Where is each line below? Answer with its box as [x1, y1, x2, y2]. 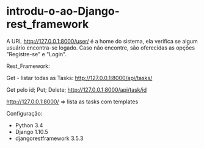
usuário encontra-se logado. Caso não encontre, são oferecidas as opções [6, 44, 195, 51]
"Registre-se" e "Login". [6, 50, 67, 57]
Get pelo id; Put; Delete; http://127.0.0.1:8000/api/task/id [6, 86, 147, 93]
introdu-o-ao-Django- [6, 4, 120, 18]
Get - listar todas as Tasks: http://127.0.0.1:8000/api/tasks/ [6, 74, 153, 81]
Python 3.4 [15, 121, 43, 129]
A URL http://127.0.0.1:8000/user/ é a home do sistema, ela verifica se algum [6, 37, 199, 45]
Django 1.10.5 [15, 128, 49, 135]
